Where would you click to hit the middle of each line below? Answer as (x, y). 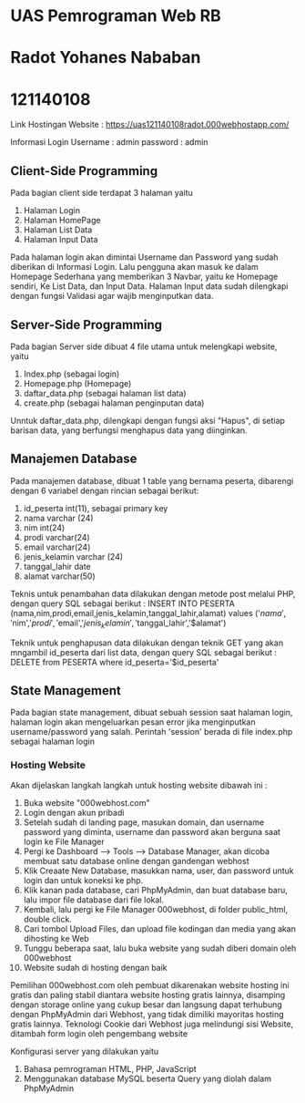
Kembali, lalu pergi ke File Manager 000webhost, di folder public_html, (156, 909)
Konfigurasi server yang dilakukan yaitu (85, 1051)
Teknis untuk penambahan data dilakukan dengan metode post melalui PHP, (153, 593)
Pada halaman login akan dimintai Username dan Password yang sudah (144, 257)
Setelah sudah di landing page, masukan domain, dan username (144, 822)
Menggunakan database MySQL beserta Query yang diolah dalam (147, 1078)
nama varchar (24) (58, 518)
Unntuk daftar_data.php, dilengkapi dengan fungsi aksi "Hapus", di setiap (148, 420)
